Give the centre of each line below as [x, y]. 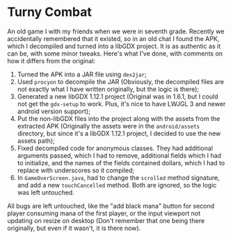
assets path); [36, 140]
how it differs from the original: [51, 60]
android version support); [54, 111]
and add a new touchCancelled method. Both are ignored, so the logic [117, 185]
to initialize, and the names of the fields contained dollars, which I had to [121, 163]
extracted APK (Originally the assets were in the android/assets [109, 126]
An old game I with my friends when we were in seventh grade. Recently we [116, 31]
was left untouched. [46, 192]
